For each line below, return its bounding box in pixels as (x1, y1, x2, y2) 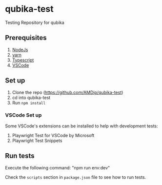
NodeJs (12, 46, 28, 52)
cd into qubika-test (12, 94, 51, 101)
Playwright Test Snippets (12, 138, 62, 144)
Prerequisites (5, 34, 47, 42)
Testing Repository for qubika (5, 20, 64, 25)
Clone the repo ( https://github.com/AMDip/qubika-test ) (12, 89, 123, 95)
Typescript (12, 57, 34, 63)
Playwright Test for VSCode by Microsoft (12, 132, 95, 138)
